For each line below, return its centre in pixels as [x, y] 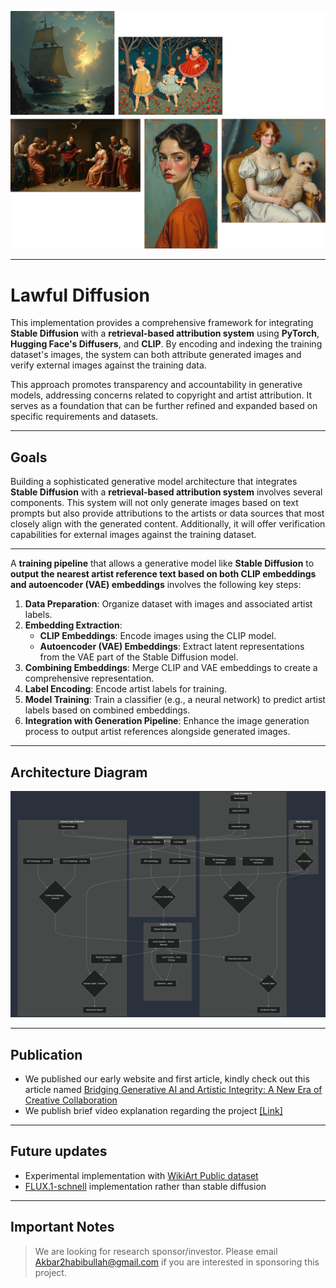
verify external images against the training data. [108, 365]
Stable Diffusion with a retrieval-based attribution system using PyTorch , [165, 333]
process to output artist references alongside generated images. [157, 732]
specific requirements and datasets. [84, 417]
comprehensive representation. [89, 678]
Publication [46, 1054]
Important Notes [62, 1227]
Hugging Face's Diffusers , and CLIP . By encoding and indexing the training [166, 344]
